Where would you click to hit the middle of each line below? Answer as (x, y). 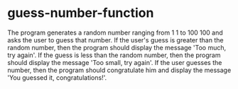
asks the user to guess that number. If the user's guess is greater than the (115, 40)
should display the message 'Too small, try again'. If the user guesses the (115, 62)
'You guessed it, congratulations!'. (57, 77)
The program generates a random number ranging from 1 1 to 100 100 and (115, 32)
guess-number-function (81, 13)
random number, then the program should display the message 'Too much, (117, 47)
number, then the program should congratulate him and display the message (119, 70)
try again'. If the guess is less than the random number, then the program (114, 55)
